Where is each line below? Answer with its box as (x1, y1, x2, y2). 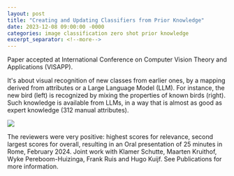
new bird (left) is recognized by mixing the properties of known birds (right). (7, 91, 226, 100)
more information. (7, 162, 59, 171)
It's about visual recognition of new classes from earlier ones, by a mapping (7, 76, 226, 85)
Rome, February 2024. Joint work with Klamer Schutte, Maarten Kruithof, (7, 147, 217, 156)
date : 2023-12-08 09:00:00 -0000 (7, 23, 105, 30)
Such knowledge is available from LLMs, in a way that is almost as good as (7, 98, 222, 107)
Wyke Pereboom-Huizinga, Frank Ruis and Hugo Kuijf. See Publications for (7, 155, 222, 163)
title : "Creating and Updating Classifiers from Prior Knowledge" (7, 17, 205, 24)
